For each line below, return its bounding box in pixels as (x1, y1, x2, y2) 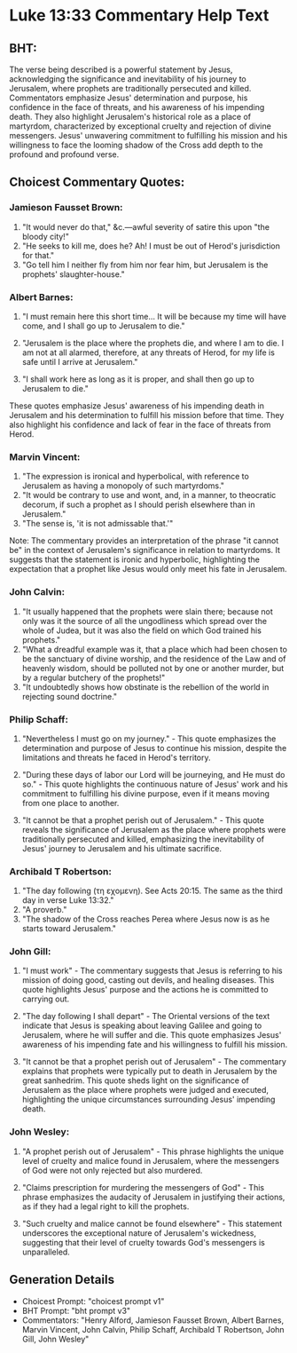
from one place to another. (21, 797, 120, 808)
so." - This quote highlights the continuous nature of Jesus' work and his (21, 779, 288, 789)
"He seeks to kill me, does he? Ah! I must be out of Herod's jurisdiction (21, 241, 281, 251)
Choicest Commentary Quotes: (9, 175, 185, 190)
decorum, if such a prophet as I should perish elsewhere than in (21, 499, 255, 510)
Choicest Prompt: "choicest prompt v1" (21, 1295, 165, 1306)
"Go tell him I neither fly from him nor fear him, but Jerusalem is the (21, 259, 269, 270)
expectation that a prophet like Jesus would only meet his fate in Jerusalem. (9, 564, 287, 574)
